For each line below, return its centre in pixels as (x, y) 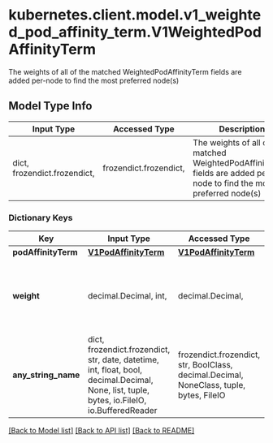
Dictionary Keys (41, 217)
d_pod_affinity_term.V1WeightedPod (135, 32)
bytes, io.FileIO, (117, 401)
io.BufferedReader (123, 411)
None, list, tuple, (119, 390)
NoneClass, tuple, (212, 385)
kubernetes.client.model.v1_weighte (135, 15)
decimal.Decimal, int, (128, 296)
